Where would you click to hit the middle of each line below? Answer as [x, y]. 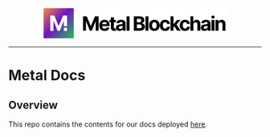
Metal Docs [47, 76]
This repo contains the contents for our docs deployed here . [108, 124]
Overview [33, 105]
